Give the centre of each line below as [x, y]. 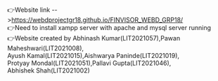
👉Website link [29, 10]
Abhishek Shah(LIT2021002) [49, 71]
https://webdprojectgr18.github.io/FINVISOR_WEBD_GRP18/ [97, 20]
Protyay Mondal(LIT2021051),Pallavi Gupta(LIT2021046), [89, 63]
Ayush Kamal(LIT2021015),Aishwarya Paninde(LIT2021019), [94, 56]
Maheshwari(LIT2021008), [46, 48]
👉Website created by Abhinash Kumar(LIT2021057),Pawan [94, 38]
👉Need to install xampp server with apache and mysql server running [109, 28]
